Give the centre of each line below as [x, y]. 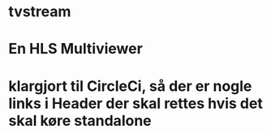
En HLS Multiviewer [76, 49]
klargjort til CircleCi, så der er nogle [130, 86]
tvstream [40, 12]
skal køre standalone [80, 121]
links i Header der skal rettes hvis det [136, 103]
